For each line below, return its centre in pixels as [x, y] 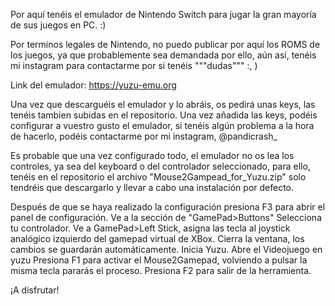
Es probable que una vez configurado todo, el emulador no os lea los [152, 155]
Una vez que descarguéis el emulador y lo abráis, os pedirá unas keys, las [163, 104]
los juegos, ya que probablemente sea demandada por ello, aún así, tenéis [163, 55]
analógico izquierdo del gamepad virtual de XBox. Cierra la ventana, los [157, 238]
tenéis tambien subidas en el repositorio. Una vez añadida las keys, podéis [164, 115]
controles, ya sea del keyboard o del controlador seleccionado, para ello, [160, 166]
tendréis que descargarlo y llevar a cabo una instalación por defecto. [152, 187]
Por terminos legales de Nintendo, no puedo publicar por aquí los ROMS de [165, 44]
